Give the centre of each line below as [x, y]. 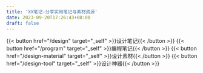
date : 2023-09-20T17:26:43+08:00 [48, 17]
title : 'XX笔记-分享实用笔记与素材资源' [52, 12]
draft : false [23, 23]
